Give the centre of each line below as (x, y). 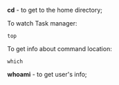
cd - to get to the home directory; (55, 10)
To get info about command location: (59, 49)
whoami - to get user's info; (47, 74)
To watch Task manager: (42, 23)
